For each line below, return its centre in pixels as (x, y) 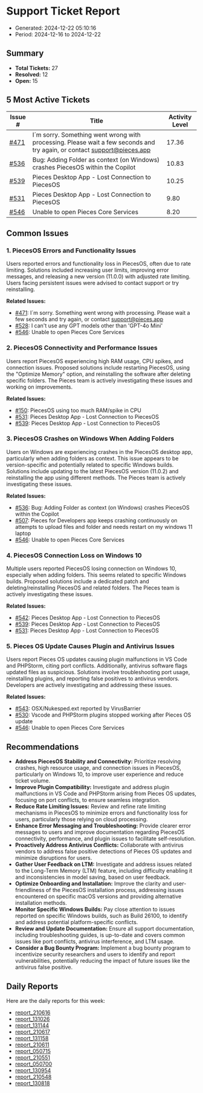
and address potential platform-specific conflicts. (76, 922)
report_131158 (32, 1039)
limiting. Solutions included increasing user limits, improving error (88, 270)
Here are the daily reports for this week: (56, 1001)
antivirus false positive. (44, 967)
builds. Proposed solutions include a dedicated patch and (78, 582)
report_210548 (33, 1077)
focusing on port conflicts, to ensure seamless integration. (88, 800)
